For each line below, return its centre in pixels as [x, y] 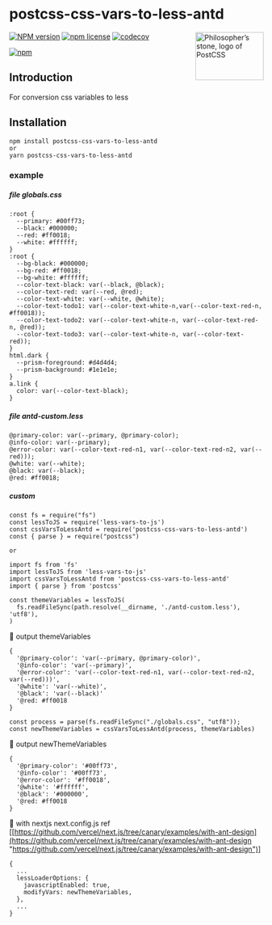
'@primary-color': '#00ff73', [67, 766]
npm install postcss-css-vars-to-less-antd [84, 141]
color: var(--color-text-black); [73, 391]
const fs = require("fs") [52, 515]
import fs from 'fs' [44, 565]
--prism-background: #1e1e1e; [67, 370]
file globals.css [36, 195]
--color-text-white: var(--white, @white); [90, 299]
